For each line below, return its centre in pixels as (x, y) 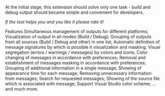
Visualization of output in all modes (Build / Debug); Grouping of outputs (78, 37)
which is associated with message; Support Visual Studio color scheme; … (81, 84)
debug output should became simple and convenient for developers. (75, 12)
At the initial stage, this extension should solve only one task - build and (78, 7)
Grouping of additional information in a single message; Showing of (73, 68)
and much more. (22, 89)
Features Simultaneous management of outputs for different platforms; (77, 31)
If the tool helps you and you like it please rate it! (55, 22)
